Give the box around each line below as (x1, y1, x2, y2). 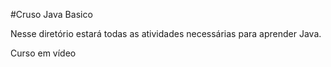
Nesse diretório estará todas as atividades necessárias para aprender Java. (10, 28, 322, 39)
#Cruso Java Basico (10, 9, 93, 20)
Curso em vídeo (10, 47, 77, 59)
